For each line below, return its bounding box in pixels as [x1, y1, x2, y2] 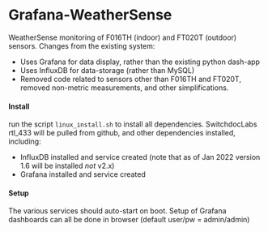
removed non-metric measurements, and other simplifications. [19, 83, 229, 92]
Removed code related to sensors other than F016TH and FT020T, [19, 74, 241, 84]
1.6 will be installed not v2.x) [19, 161, 115, 171]
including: [8, 136, 42, 147]
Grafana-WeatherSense [8, 6, 172, 24]
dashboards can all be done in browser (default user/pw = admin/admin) [8, 215, 250, 225]
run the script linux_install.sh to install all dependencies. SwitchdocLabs [8, 119, 257, 129]
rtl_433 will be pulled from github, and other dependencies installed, [8, 128, 236, 138]
